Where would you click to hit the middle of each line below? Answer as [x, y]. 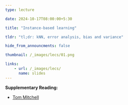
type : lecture [20, 10]
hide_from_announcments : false [38, 46]
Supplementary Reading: [32, 87]
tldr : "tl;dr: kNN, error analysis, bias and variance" [64, 37]
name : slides [32, 73]
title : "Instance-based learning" [41, 28]
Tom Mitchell [26, 97]
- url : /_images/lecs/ [38, 68]
